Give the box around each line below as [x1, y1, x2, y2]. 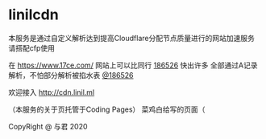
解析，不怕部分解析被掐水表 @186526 [8, 70, 135, 80]
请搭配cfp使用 [8, 43, 55, 53]
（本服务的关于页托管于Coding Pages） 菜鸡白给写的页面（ [8, 104, 206, 114]
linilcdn [8, 6, 59, 24]
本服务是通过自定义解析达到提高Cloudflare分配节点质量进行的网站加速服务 [8, 33, 256, 43]
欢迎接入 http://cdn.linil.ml [8, 87, 95, 97]
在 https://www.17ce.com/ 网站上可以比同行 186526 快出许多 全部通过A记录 [8, 60, 258, 70]
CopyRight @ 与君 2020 [8, 121, 88, 131]
